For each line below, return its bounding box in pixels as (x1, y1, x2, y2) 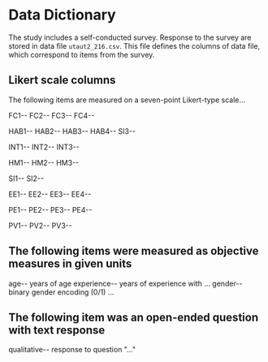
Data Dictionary (8, 6, 116, 24)
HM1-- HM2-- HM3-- (8, 157, 80, 167)
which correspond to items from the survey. (8, 50, 155, 59)
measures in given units (8, 257, 132, 271)
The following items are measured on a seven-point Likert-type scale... (8, 95, 246, 105)
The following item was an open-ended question (8, 310, 258, 324)
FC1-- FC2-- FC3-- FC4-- (8, 110, 95, 120)
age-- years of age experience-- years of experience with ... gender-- (8, 278, 243, 288)
